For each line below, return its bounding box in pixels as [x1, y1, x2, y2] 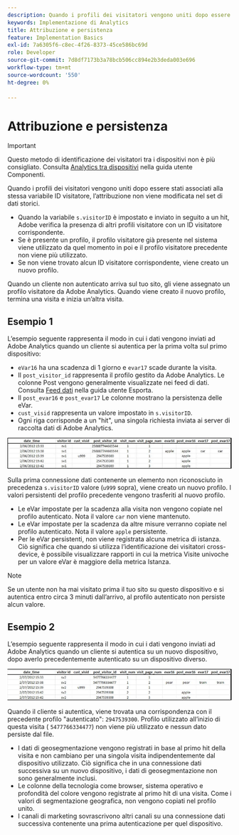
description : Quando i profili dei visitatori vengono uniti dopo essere [7, 11, 231, 18]
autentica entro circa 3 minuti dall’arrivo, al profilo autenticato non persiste [7, 592, 225, 601]
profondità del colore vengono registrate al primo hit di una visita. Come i [17, 789, 232, 797]
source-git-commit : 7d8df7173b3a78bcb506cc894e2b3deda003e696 [7, 57, 196, 64]
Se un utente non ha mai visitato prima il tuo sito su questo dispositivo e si [7, 585, 224, 594]
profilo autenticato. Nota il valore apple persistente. [17, 527, 169, 536]
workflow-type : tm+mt [7, 64, 72, 71]
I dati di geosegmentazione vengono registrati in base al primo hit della [17, 743, 226, 752]
